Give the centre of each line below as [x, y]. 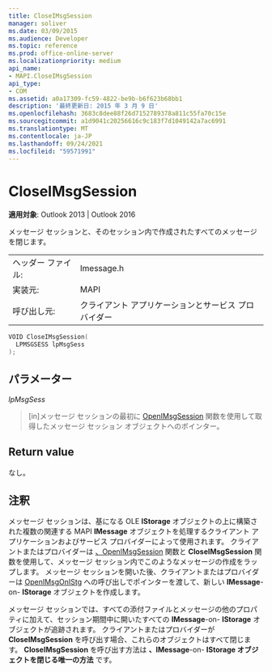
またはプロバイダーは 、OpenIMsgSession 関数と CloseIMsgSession [138, 552]
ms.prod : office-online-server [61, 53]
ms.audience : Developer [49, 38]
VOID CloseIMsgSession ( [49, 337]
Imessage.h [102, 268]
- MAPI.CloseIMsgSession [50, 76]
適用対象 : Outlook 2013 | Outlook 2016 [72, 214]
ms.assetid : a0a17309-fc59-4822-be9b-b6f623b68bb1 [96, 99]
